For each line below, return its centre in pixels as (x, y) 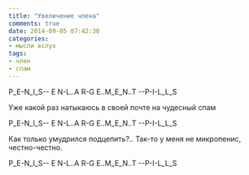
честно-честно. (35, 147)
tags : (17, 53)
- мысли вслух (33, 46)
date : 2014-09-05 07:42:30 (54, 31)
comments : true (34, 23)
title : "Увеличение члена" (54, 16)
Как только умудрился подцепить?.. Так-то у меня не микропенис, (125, 139)
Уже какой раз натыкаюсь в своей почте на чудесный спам (112, 107)
